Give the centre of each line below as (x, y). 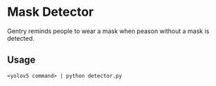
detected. (21, 38)
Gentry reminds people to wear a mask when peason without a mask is (108, 31)
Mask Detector (51, 12)
